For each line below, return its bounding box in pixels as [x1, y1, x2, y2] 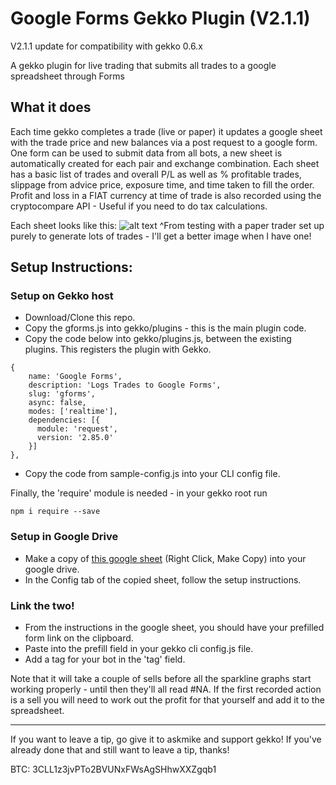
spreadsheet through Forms [10, 70, 125, 82]
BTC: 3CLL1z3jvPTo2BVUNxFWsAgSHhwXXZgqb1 [10, 763, 217, 776]
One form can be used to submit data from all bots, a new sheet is [10, 147, 283, 159]
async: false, [28, 398, 87, 408]
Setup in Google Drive [10, 530, 119, 544]
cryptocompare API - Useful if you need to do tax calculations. [10, 200, 268, 212]
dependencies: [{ [28, 415, 101, 426]
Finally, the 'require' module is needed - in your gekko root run [10, 487, 268, 499]
